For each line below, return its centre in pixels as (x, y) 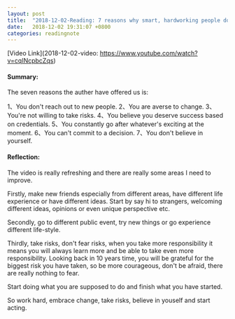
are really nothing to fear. (43, 273)
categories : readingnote (43, 33)
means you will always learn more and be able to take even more (101, 250)
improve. (20, 180)
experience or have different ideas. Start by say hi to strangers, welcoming (115, 201)
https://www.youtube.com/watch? (149, 53)
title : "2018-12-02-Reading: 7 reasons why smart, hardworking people (114, 20)
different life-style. (34, 229)
